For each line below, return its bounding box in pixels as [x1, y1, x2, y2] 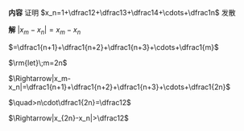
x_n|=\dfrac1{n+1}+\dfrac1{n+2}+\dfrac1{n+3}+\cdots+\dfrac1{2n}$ [8, 82, 231, 92]
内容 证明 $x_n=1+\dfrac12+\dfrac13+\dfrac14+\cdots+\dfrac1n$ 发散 [8, 8, 236, 17]
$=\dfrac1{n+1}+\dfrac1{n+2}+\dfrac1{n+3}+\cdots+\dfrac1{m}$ [8, 42, 219, 51]
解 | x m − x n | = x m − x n [8, 25, 81, 36]
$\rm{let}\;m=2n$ [8, 58, 68, 68]
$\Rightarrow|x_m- [8, 73, 71, 83]
